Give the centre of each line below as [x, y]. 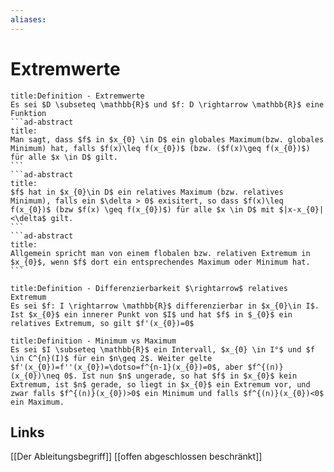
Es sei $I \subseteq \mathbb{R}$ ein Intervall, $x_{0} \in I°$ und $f [162, 349]
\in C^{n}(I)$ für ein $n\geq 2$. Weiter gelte [111, 358]
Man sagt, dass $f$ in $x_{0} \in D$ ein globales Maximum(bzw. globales [167, 139]
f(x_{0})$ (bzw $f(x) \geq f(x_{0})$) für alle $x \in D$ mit [142, 209]
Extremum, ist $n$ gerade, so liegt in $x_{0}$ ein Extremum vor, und [160, 384]
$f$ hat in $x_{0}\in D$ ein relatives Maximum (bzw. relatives [147, 192]
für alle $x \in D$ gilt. [64, 157]
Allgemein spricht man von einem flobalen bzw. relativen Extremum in [160, 253]
